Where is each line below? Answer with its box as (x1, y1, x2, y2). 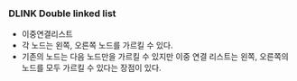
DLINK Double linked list (8, 7, 116, 20)
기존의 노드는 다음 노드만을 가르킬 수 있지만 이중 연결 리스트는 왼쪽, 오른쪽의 (21, 51, 290, 62)
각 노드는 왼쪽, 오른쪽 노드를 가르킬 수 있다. (21, 40, 173, 51)
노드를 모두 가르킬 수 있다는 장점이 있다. (21, 62, 162, 74)
